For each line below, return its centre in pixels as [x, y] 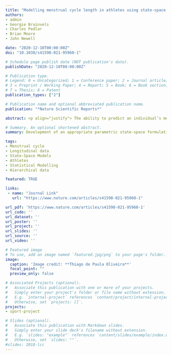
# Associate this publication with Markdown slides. [65, 326]
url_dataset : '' [23, 217]
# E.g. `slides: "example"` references [50, 335]
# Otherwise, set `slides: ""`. [42, 340]
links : [12, 189]
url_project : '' [23, 226]
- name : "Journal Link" [33, 193]
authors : [15, 15]
